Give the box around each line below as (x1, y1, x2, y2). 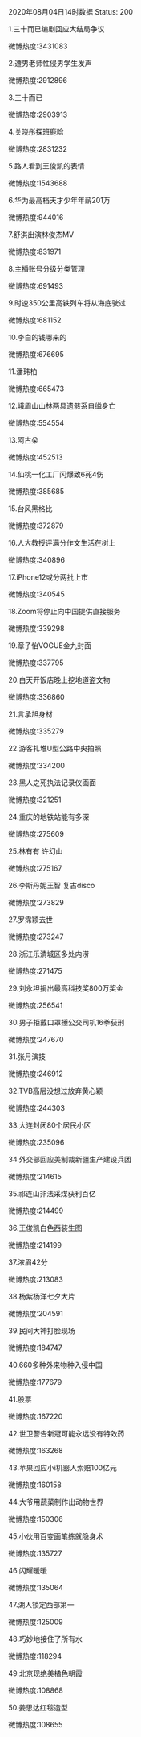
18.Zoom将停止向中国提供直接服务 (8, 607, 121, 616)
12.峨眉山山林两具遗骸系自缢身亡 (8, 401, 116, 410)
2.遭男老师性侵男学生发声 (8, 59, 92, 68)
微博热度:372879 (8, 521, 64, 530)
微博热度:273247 (8, 932, 64, 941)
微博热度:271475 (8, 966, 62, 975)
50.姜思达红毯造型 (8, 1703, 68, 1712)
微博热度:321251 (8, 795, 62, 804)
